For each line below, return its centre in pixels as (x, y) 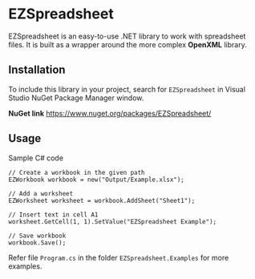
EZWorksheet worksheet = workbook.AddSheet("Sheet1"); (102, 200)
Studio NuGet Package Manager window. (76, 98)
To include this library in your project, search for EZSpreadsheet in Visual (127, 89)
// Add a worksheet (41, 193)
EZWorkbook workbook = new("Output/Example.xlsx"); (96, 180)
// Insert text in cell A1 (53, 214)
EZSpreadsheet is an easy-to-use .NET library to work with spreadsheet (127, 36)
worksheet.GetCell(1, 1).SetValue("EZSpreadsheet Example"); (113, 221)
